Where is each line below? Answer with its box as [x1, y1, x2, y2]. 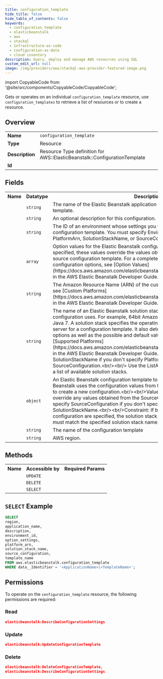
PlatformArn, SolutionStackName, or [52, 235, 135, 241]
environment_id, [5, 533, 38, 538]
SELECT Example [5, 502, 53, 510]
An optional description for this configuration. [52, 215, 156, 221]
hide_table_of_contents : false [5, 16, 68, 21]
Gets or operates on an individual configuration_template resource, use [5, 94, 149, 100]
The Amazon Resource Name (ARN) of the [52, 281, 149, 288]
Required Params [64, 465, 105, 472]
